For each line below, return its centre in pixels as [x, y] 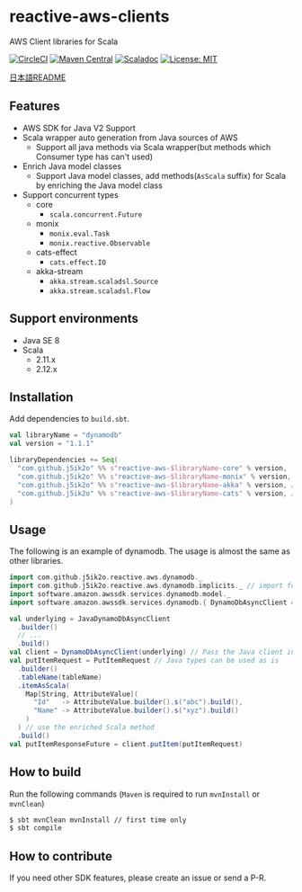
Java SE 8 [41, 340]
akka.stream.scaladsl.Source [104, 281]
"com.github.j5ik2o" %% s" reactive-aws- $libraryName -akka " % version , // [158, 485]
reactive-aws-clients [89, 17]
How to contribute [61, 856]
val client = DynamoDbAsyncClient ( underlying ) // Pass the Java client [146, 652]
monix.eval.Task [80, 234]
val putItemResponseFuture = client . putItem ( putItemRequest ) [126, 744]
